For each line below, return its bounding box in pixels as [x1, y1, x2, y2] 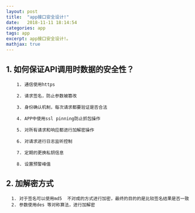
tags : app [6, 31, 30, 36]
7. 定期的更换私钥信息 [16, 150, 64, 155]
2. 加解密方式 [6, 178, 54, 188]
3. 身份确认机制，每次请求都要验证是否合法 [16, 104, 108, 110]
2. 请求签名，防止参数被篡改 [16, 93, 77, 99]
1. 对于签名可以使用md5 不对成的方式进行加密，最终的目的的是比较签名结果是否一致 [11, 195, 189, 201]
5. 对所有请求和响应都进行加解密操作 [16, 127, 95, 133]
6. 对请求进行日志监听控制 [16, 138, 73, 144]
